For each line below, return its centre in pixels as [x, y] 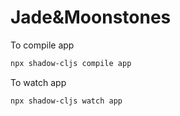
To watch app [38, 82]
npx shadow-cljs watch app [66, 101]
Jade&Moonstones [91, 17]
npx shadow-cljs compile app [71, 63]
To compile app [42, 45]
